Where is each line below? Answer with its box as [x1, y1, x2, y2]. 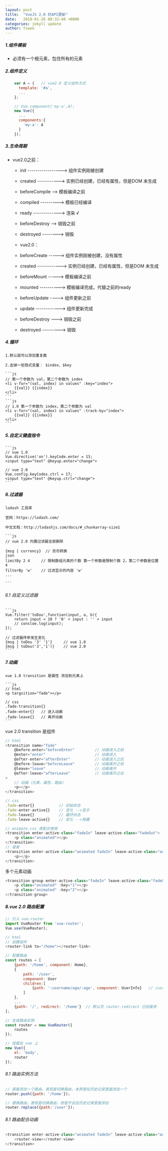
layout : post [5, 7, 32, 12]
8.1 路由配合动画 [5, 1116, 38, 1122]
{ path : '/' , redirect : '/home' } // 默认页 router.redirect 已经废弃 [14, 1004, 157, 1009]
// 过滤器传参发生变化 [5, 635, 46, 640]
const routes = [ [5, 958, 41, 963]
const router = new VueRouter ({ [5, 1022, 72, 1027]
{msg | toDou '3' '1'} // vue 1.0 [5, 639, 86, 644]
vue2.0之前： [12, 156, 40, 162]
